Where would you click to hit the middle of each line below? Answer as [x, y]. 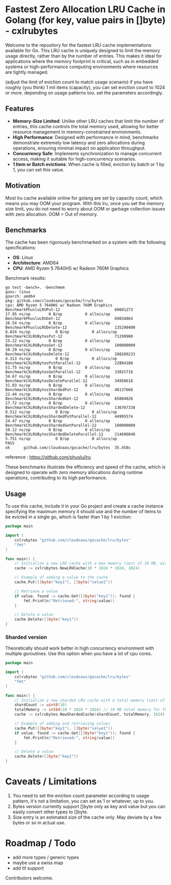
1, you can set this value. [38, 169]
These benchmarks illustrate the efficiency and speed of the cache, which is [85, 467]
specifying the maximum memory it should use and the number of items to [83, 512]
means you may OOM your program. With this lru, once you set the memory [85, 203]
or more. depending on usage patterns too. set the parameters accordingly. [84, 93]
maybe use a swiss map [38, 863]
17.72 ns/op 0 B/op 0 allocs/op [58, 403]
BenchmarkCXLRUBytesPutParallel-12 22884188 [69, 363]
